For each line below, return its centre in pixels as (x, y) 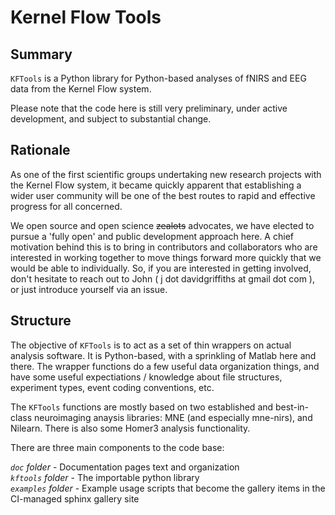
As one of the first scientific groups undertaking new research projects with (166, 174)
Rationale (40, 150)
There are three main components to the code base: (117, 447)
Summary (41, 54)
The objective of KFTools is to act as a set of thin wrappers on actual (151, 345)
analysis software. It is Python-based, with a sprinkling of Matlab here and (163, 355)
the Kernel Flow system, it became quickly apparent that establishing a (156, 185)
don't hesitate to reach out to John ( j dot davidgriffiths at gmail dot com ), (162, 278)
